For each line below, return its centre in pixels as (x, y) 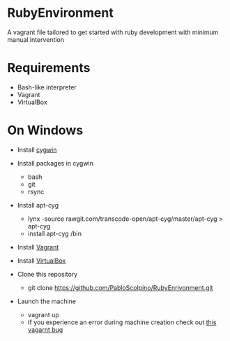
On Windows (45, 130)
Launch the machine (47, 301)
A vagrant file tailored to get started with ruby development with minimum (113, 32)
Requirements (49, 68)
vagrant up (43, 314)
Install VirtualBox (41, 261)
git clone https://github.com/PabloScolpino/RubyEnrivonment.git (120, 287)
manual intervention (36, 39)
